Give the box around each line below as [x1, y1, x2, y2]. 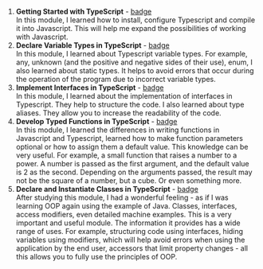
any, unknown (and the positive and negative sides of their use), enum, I [15, 57, 253, 67]
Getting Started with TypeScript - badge [15, 7, 152, 16]
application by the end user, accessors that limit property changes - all [15, 244, 249, 253]
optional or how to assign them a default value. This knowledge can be [15, 142, 249, 151]
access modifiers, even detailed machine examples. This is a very [15, 210, 232, 219]
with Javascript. [15, 32, 69, 41]
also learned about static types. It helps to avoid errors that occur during [15, 66, 254, 75]
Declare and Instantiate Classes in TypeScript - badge [15, 185, 199, 193]
